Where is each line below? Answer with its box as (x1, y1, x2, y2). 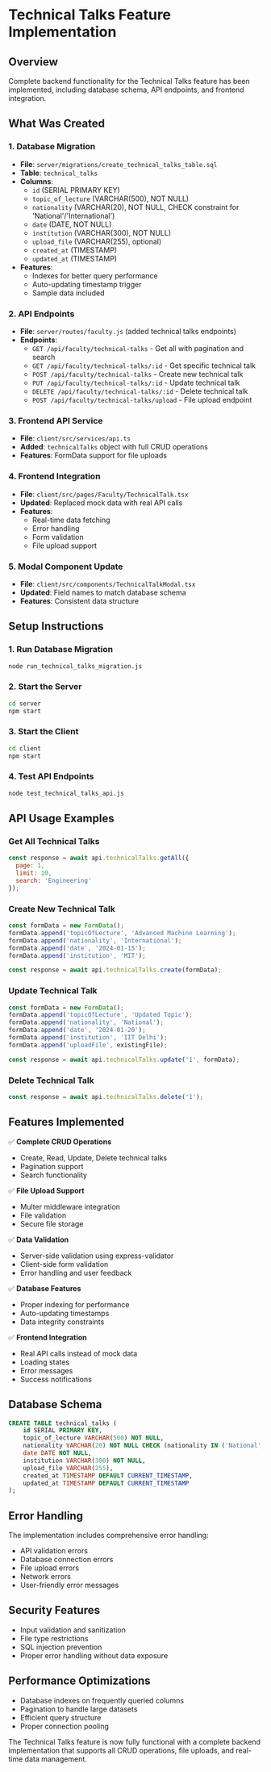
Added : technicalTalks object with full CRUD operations (19, 442, 208, 452)
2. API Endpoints (8, 308, 75, 320)
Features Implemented (8, 1115, 125, 1129)
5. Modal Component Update (8, 561, 123, 572)
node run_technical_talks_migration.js (8, 662, 143, 671)
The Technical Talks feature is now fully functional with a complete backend (8, 1736, 261, 1746)
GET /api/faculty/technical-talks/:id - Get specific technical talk (31, 361, 256, 370)
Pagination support (19, 1161, 84, 1171)
